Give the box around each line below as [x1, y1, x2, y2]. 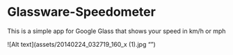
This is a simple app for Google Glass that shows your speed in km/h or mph [7, 27, 226, 35]
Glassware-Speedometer [7, 4, 156, 20]
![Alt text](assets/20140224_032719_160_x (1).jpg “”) [7, 40, 156, 48]
